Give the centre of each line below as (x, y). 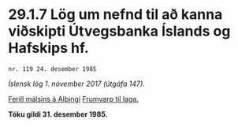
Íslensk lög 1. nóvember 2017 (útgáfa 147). (77, 84)
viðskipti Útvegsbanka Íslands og (119, 31)
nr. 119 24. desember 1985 (52, 69)
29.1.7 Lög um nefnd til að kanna (115, 15)
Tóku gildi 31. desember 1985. (58, 114)
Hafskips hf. (48, 48)
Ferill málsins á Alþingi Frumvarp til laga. (74, 99)
